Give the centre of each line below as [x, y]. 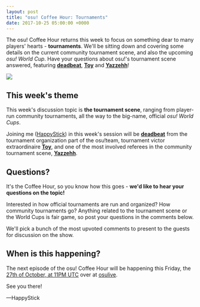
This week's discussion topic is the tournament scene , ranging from [90, 110]
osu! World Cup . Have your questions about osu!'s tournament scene [91, 59]
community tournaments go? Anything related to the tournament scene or [97, 211]
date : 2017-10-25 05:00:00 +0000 [48, 23]
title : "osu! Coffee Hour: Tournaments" [57, 17]
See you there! [24, 286]
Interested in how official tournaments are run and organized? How [88, 204]
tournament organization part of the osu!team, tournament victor [86, 141]
